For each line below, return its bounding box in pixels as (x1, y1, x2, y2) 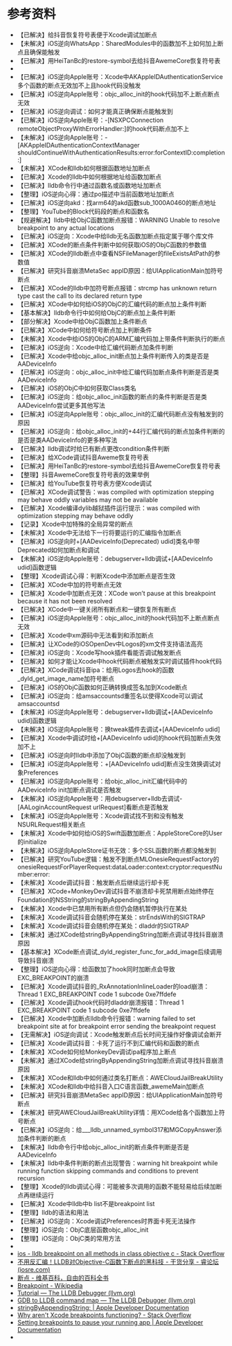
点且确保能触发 (17, 48, 60, 56)
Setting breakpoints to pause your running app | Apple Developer (17, 1318, 204, 1327)
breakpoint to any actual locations (17, 223, 114, 232)
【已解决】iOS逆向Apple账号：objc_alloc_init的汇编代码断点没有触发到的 (17, 409, 224, 418)
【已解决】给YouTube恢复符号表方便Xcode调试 (17, 479, 152, 487)
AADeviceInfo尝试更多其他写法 (17, 401, 105, 409)
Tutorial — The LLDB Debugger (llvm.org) (17, 1289, 136, 1297)
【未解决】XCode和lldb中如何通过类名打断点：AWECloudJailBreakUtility (17, 1073, 224, 1081)
